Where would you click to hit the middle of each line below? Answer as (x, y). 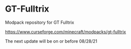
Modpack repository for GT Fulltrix (40, 22)
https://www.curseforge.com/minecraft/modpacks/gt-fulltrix (65, 32)
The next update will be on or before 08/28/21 (51, 41)
